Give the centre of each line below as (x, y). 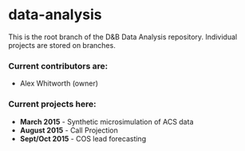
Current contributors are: (58, 66)
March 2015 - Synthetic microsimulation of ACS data (107, 121)
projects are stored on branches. (62, 45)
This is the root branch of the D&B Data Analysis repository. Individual (123, 37)
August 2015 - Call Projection (69, 130)
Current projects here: (52, 104)
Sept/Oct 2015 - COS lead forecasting (83, 138)
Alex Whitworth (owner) (59, 83)
